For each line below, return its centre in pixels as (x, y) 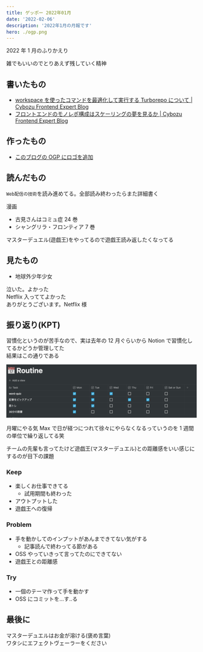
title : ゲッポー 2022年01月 (39, 13)
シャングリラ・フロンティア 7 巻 (55, 227)
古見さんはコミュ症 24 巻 (47, 219)
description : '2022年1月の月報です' (49, 25)
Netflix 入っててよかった (36, 297)
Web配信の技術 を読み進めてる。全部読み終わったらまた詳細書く (82, 193)
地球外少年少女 (34, 276)
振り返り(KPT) (33, 325)
